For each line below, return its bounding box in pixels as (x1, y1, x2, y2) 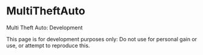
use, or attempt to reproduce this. (6, 42, 90, 49)
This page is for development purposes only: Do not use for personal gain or (6, 35, 198, 42)
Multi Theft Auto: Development (6, 24, 83, 31)
